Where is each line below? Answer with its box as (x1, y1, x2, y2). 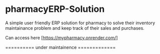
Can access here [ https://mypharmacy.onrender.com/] (5, 35, 118, 41)
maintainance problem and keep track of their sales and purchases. (5, 25, 144, 31)
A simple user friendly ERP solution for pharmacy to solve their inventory (5, 20, 155, 26)
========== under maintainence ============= (5, 44, 116, 50)
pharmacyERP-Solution (5, 3, 105, 15)
